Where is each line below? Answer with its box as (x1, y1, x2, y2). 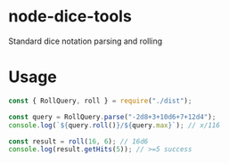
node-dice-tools (8, 6, 133, 27)
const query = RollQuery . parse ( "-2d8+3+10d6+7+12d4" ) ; (8, 112, 217, 121)
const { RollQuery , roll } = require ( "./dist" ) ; (8, 96, 192, 105)
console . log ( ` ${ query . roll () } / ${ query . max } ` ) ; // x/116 (8, 120, 220, 130)
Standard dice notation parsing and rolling (8, 36, 163, 46)
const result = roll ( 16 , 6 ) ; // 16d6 (8, 136, 149, 146)
